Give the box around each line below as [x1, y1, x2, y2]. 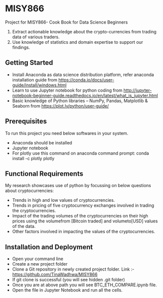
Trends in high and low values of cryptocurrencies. [12, 197, 115, 203]
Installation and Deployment [5, 243, 93, 251]
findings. [12, 44, 30, 50]
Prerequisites [5, 117, 47, 126]
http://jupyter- [123, 87, 152, 93]
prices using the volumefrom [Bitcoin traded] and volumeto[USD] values [12, 218, 158, 224]
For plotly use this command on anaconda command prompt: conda [12, 150, 149, 156]
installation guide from [12, 77, 58, 82]
